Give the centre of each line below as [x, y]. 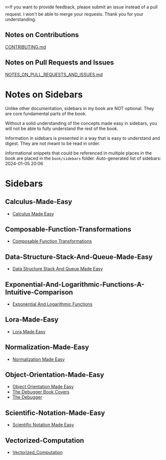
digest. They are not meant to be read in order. [53, 143]
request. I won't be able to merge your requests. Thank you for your [74, 14]
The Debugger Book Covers [41, 392]
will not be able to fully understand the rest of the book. [62, 129]
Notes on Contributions [42, 35]
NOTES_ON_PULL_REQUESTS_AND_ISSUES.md [54, 74]
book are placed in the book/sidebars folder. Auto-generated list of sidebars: [83, 158]
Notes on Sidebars [44, 95]
